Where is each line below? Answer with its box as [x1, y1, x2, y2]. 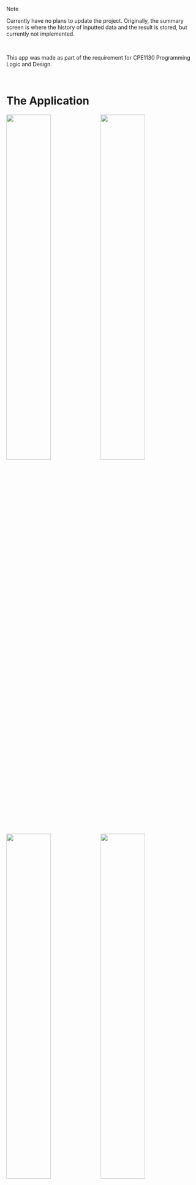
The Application [6, 94, 90, 108]
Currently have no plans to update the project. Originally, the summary [6, 17, 184, 24]
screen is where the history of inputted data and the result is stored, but [6, 24, 188, 31]
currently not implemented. [6, 30, 75, 37]
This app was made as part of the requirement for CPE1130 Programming [6, 54, 191, 61]
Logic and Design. [6, 61, 52, 68]
